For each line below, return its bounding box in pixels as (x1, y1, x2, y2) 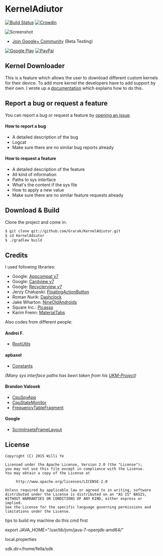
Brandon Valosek (5, 383, 40, 390)
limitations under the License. (5, 509, 71, 514)
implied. (5, 500, 23, 505)
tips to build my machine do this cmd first (5, 517, 88, 523)
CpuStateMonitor (12, 399, 47, 405)
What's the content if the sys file (12, 181, 78, 188)
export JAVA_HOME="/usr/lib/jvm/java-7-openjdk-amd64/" (5, 527, 124, 533)
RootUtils (12, 341, 31, 347)
